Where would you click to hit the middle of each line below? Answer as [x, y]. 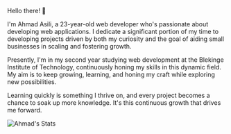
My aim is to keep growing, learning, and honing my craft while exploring [111, 74]
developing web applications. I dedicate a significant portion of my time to [113, 32]
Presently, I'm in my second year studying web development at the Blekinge [115, 60]
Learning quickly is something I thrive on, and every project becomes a [109, 95]
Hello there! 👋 [27, 11]
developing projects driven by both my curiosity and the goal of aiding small [115, 39]
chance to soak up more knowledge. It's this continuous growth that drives [114, 103]
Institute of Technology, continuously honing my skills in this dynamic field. [114, 67]
